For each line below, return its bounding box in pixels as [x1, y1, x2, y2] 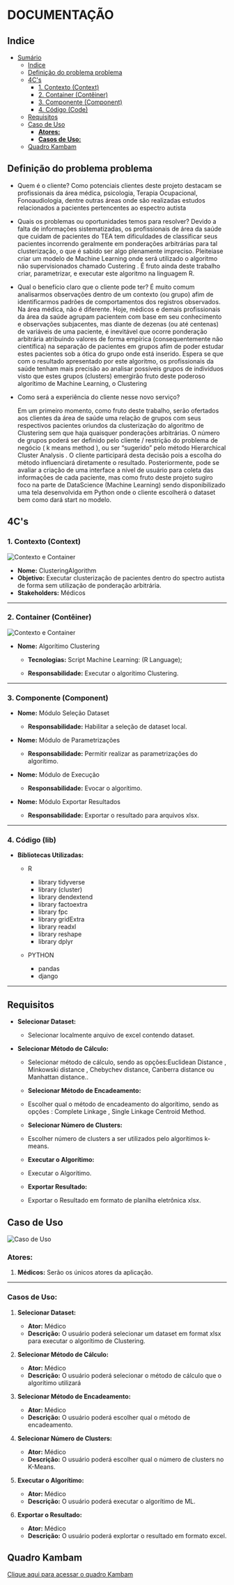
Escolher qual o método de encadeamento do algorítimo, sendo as [27, 1100, 219, 1108]
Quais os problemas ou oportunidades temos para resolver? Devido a [17, 217, 217, 225]
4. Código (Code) [38, 106, 88, 113]
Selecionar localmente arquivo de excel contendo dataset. [27, 1031, 195, 1040]
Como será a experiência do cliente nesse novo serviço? [17, 392, 180, 401]
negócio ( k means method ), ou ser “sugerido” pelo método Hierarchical [17, 443, 226, 452]
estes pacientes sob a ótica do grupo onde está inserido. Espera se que [17, 350, 224, 358]
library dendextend [38, 893, 93, 901]
